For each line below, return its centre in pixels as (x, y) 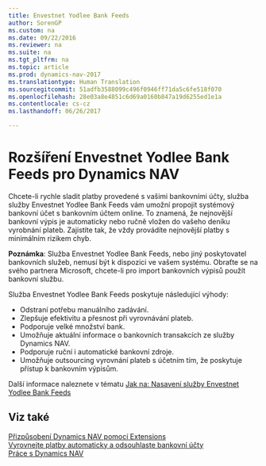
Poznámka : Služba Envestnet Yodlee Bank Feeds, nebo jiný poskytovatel (127, 254)
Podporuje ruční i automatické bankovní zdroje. (97, 351)
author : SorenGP (35, 23)
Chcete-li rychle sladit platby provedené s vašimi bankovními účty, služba (129, 196)
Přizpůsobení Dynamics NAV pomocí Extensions (87, 436)
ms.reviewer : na (35, 45)
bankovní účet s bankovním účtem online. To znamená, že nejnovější (120, 213)
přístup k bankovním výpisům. (69, 369)
